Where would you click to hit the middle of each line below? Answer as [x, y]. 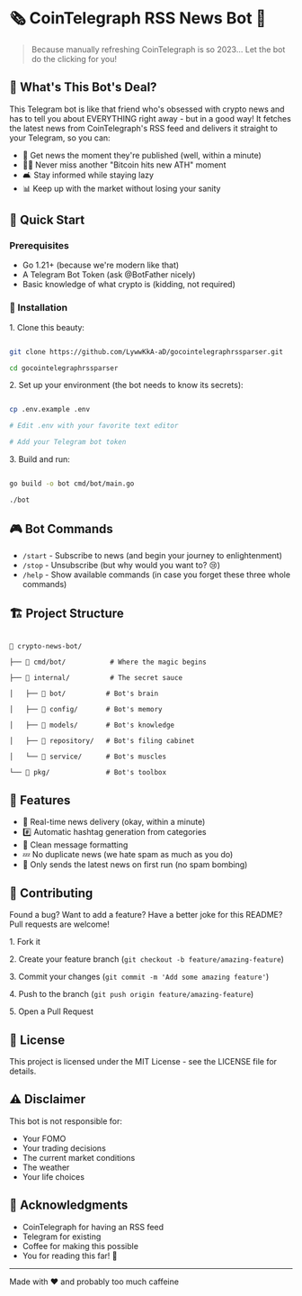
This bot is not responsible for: [66, 1121]
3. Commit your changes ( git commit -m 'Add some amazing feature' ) [139, 977]
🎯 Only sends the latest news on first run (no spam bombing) [135, 865]
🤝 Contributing [51, 893]
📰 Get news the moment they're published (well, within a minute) [142, 155]
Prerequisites [39, 246]
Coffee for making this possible [80, 1246]
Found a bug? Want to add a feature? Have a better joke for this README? [146, 915]
